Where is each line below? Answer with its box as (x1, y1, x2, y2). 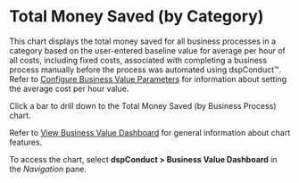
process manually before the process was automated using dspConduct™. (9, 64, 282, 75)
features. (9, 137, 43, 147)
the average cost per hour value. (9, 83, 129, 94)
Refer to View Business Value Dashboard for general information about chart (9, 127, 291, 137)
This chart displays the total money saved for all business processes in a (9, 36, 277, 46)
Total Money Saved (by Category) (9, 6, 264, 27)
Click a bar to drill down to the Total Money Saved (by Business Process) (9, 100, 277, 111)
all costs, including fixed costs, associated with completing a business (9, 54, 268, 65)
